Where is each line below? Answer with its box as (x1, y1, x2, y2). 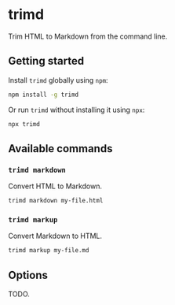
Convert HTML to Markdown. (8, 181, 103, 191)
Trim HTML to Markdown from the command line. (8, 32, 168, 41)
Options (8, 268, 49, 281)
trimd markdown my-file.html (8, 197, 104, 205)
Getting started (8, 54, 85, 68)
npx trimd (8, 120, 41, 128)
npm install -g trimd (8, 91, 79, 99)
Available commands (8, 142, 113, 155)
